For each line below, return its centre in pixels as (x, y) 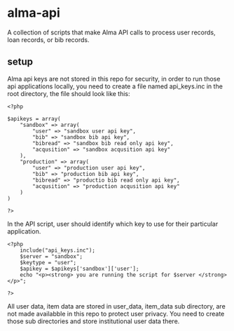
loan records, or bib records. (48, 39)
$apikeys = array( (34, 119)
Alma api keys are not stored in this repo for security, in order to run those (114, 79)
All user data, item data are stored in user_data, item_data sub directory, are (116, 306)
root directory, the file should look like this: (69, 93)
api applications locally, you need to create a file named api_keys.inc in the (115, 86)
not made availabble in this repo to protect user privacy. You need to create (116, 313)
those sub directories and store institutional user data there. (94, 321)
